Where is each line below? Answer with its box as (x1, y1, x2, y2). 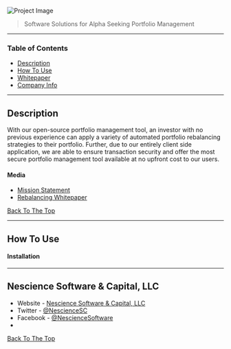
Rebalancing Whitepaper (16, 193, 87, 202)
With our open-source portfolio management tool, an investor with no (7, 126, 203, 134)
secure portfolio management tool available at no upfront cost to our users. (7, 155, 220, 163)
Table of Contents (7, 43, 69, 53)
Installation (7, 252, 40, 261)
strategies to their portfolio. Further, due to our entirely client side (7, 140, 192, 149)
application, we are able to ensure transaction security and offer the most (7, 148, 215, 156)
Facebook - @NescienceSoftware (16, 313, 113, 321)
